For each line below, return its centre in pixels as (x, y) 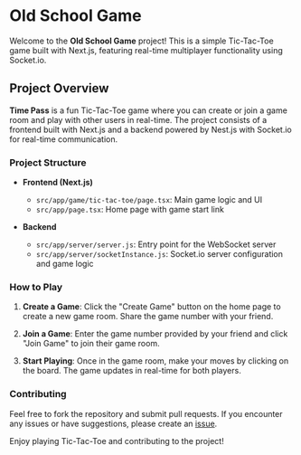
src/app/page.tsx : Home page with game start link (130, 210)
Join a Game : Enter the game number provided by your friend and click (155, 334)
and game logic (65, 264)
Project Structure (48, 162)
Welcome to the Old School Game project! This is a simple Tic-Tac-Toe (141, 41)
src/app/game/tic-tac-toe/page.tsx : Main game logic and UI (149, 200)
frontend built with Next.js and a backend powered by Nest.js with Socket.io (150, 129)
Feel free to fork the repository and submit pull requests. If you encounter (146, 413)
